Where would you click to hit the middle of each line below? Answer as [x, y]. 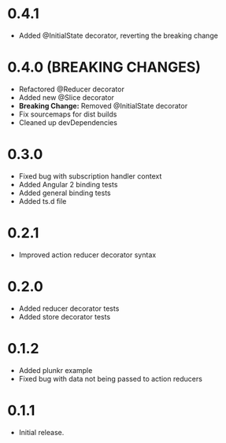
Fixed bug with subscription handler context [90, 176]
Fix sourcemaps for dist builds [68, 114]
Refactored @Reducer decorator [72, 89]
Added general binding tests [65, 193]
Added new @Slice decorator [67, 97]
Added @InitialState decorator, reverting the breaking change [118, 35]
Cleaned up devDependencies [68, 122]
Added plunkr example [56, 370]
